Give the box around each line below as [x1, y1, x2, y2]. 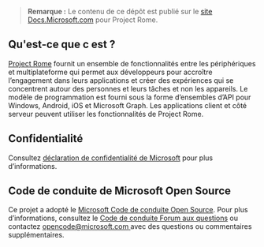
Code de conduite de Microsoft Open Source [8, 185, 231, 198]
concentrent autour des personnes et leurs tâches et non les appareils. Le [8, 84, 248, 93]
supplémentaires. [8, 230, 65, 240]
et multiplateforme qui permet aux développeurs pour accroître [8, 67, 213, 77]
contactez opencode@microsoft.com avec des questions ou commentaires [8, 222, 252, 231]
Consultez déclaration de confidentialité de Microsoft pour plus [8, 153, 214, 163]
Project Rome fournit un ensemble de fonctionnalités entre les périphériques [8, 58, 256, 68]
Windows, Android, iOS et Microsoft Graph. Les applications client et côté [8, 100, 247, 110]
